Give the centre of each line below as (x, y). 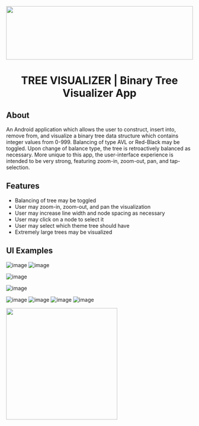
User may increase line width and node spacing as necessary (90, 213)
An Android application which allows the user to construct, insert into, (91, 129)
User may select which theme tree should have (72, 225)
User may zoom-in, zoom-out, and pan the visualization (83, 206)
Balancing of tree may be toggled (55, 200)
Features (23, 186)
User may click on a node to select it (59, 219)
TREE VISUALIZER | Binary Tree (99, 81)
